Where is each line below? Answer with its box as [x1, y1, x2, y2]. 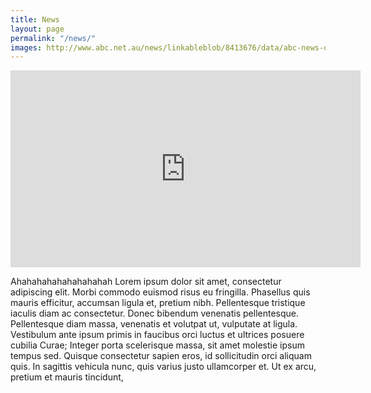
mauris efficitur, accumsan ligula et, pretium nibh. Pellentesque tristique [10, 297, 306, 309]
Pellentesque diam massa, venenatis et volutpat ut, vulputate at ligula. [10, 318, 298, 330]
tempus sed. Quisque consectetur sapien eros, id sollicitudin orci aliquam [10, 350, 312, 362]
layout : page [10, 24, 65, 34]
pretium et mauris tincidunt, [10, 371, 124, 383]
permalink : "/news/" [10, 33, 97, 43]
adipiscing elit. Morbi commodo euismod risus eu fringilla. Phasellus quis [10, 286, 311, 298]
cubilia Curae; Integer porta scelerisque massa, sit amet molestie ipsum [10, 339, 305, 351]
